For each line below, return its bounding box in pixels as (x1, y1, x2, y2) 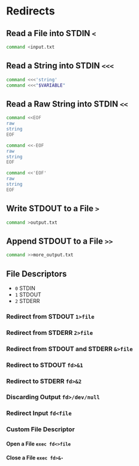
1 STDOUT (14, 290, 42, 298)
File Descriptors (6, 269, 67, 279)
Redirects (6, 4, 55, 18)
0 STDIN (14, 284, 36, 292)
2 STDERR (14, 297, 40, 304)
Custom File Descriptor (6, 425, 75, 434)
